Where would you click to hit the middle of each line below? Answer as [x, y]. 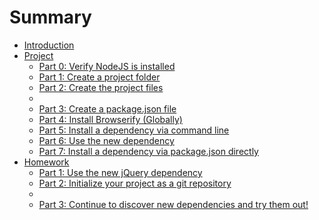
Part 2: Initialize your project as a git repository [135, 183]
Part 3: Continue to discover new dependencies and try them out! [173, 204]
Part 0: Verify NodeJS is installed [107, 66]
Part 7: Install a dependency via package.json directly [148, 151]
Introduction [49, 45]
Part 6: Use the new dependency [106, 140]
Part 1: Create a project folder [99, 77]
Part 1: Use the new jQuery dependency [120, 172]
